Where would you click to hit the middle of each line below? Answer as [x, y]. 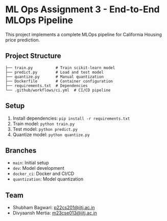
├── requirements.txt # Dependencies [46, 85]
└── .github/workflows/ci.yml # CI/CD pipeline [58, 90]
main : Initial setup [31, 163]
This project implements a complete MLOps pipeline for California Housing [84, 34]
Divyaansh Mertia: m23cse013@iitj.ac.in [55, 213]
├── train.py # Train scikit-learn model [60, 68]
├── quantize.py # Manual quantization [54, 77]
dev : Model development [39, 168]
